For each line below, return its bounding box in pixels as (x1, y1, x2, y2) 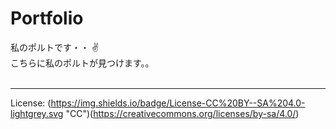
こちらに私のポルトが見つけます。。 (10, 57, 155, 69)
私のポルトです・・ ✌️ (10, 41, 100, 53)
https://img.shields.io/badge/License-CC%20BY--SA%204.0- (50, 97, 306, 109)
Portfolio (10, 7, 84, 30)
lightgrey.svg (10, 107, 64, 119)
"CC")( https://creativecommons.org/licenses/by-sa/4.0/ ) (65, 107, 300, 119)
